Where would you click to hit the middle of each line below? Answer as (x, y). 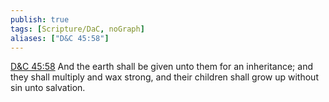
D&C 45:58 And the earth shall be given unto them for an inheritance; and (161, 67)
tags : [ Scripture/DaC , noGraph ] (77, 29)
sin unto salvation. (48, 88)
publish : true (40, 19)
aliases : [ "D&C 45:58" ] (60, 38)
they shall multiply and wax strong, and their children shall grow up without (164, 77)
